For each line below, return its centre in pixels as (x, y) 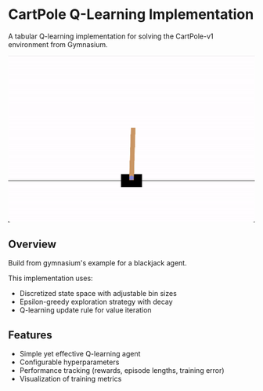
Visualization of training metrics (70, 379)
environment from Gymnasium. (58, 44)
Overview (32, 244)
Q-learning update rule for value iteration (85, 310)
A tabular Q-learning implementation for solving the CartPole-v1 (111, 36)
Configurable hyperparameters (69, 362)
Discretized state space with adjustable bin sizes (98, 294)
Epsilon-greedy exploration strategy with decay (96, 302)
